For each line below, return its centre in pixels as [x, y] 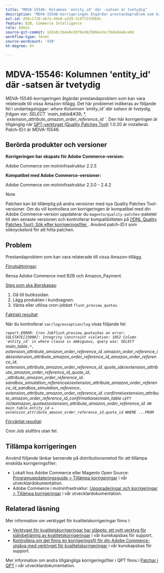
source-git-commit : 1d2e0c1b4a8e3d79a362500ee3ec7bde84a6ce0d [70, 32]
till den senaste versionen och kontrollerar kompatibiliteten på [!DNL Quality [81, 219]
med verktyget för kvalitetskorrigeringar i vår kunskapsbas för [90, 546]
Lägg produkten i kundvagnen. [43, 300]
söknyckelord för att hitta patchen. [40, 230]
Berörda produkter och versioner [56, 145]
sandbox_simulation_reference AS [39, 383]
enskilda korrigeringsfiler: [31, 463]
